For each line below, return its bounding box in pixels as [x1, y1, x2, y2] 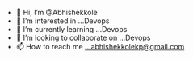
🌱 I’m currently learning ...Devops [15, 25, 128, 33]
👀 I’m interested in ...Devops [15, 16, 110, 26]
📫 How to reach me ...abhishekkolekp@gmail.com [15, 42, 185, 51]
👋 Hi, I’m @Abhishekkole [15, 8, 99, 17]
